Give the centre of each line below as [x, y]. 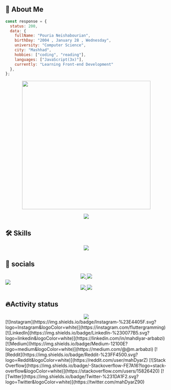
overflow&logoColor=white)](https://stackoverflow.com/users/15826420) [83, 371]
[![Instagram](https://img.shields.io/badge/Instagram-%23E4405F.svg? [81, 322]
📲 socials [20, 264]
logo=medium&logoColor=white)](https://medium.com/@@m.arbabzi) [79, 349]
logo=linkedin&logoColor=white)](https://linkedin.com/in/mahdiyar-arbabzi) [85, 338]
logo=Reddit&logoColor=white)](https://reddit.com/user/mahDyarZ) [77, 360]
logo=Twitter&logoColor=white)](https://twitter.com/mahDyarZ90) [75, 382]
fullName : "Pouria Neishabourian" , [53, 36]
